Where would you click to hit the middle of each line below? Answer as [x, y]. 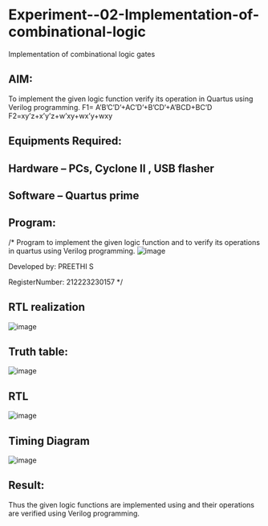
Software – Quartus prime [74, 196]
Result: [26, 485]
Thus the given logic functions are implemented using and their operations [132, 504]
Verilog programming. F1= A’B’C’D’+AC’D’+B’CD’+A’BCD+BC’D [110, 107]
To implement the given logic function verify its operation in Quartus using [131, 99]
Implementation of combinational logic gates [82, 54]
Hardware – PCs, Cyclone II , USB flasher [112, 168]
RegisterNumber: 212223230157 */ [65, 282]
